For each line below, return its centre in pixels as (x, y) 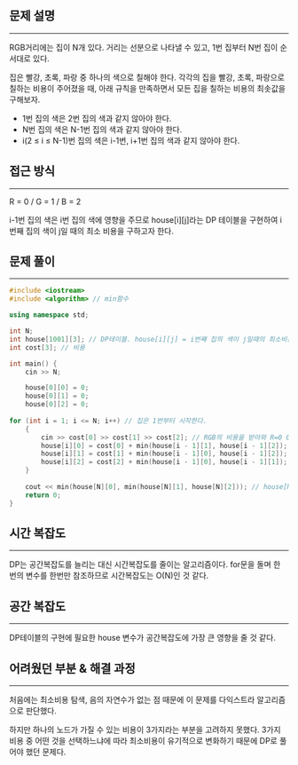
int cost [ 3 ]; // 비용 (47, 347)
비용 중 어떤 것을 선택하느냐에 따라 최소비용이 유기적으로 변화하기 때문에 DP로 (143, 741)
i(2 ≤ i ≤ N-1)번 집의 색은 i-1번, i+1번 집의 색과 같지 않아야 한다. (131, 140)
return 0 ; (43, 495)
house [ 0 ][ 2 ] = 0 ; (57, 405)
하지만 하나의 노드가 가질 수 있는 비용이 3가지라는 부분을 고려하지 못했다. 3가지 (145, 730)
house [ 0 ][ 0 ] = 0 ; (57, 388)
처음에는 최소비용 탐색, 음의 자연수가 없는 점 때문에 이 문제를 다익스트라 (132, 700)
